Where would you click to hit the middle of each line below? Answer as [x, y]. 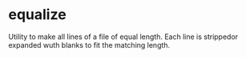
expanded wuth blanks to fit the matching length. [89, 44]
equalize [37, 15]
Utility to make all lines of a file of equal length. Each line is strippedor [123, 37]
